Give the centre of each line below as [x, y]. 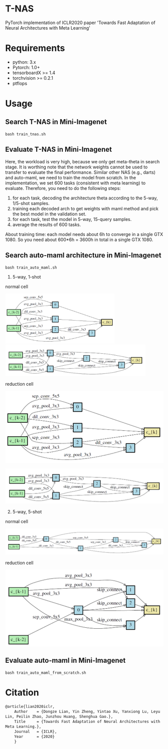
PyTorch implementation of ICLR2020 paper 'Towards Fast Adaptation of [80, 23]
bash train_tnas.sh [26, 134]
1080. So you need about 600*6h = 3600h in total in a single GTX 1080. [79, 239]
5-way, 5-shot [27, 512]
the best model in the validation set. [49, 214]
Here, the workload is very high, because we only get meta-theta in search [82, 161]
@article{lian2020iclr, [30, 706]
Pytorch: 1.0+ [26, 67]
